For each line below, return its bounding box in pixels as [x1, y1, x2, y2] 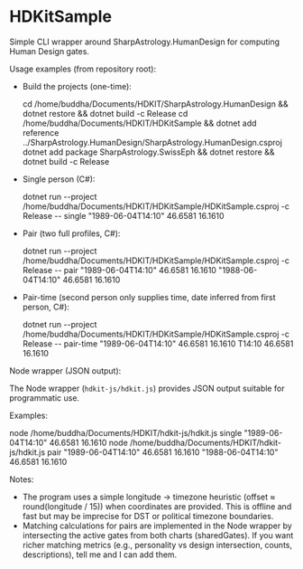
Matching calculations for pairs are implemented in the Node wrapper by [22, 520, 293, 531]
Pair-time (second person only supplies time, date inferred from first [22, 291, 277, 302]
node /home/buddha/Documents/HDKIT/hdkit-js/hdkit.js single [9, 427, 243, 438]
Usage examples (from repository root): [9, 63, 156, 74]
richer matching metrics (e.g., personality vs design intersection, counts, [22, 539, 293, 550]
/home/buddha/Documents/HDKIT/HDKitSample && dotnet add [22, 118, 257, 128]
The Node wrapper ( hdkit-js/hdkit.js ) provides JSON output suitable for [9, 383, 285, 394]
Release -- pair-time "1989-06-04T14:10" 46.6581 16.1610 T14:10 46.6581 [22, 337, 294, 349]
